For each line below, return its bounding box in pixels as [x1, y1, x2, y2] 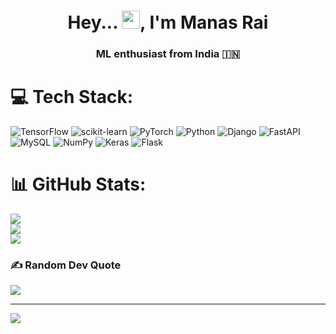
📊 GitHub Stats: [10, 173, 147, 196]
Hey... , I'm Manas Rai [67, 11, 269, 34]
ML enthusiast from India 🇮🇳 [95, 47, 241, 61]
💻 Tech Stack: [10, 86, 134, 109]
